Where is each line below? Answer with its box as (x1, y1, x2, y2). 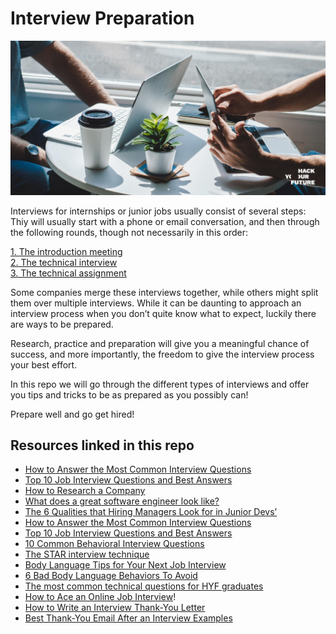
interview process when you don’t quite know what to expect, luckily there (10, 307, 317, 319)
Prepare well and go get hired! (10, 408, 135, 420)
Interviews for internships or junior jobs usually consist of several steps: (10, 205, 307, 217)
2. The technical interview (10, 256, 118, 268)
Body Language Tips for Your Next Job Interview (24, 559, 227, 571)
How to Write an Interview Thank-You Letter (24, 602, 206, 614)
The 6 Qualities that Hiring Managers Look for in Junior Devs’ (24, 506, 278, 518)
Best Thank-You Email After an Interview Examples (24, 612, 233, 624)
